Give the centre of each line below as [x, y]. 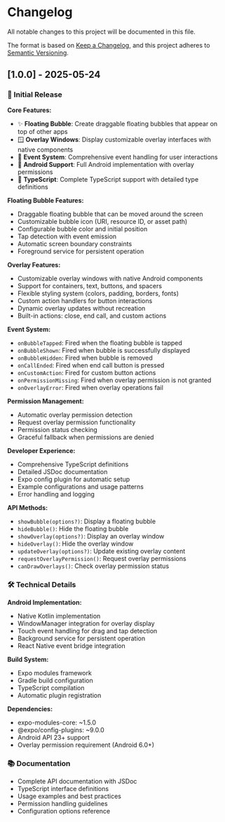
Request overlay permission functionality [76, 422]
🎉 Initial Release [35, 95]
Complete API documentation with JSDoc [77, 781]
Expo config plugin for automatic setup [74, 479]
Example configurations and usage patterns [81, 486]
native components [45, 149]
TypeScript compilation [51, 687]
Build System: [28, 659]
